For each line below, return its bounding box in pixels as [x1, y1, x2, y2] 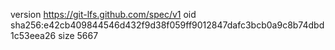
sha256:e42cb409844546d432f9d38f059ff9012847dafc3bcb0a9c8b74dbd [10, 19, 325, 31]
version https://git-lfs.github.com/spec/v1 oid [10, 9, 197, 20]
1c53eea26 [10, 30, 57, 41]
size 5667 [58, 30, 99, 41]
